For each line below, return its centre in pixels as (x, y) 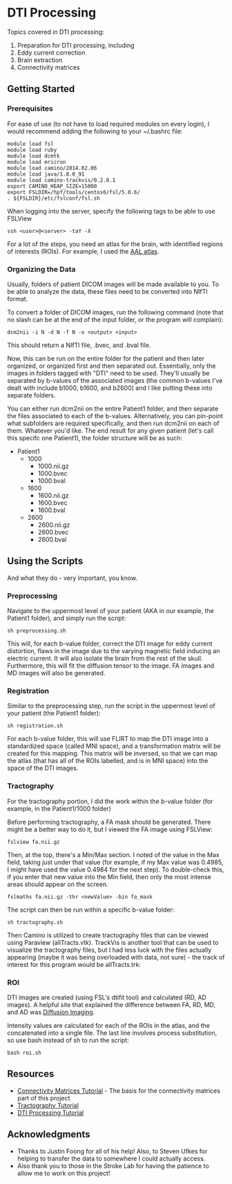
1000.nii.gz (53, 466)
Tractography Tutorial (48, 1105)
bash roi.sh (24, 1053)
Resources (31, 1074)
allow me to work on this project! (64, 1173)
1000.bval (51, 480)
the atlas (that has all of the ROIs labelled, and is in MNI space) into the (108, 761)
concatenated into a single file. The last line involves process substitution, (112, 1033)
